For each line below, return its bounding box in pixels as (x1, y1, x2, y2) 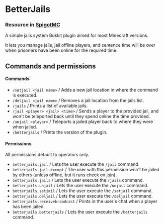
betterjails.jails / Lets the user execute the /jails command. (12, 177, 144, 183)
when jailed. (12, 124, 37, 130)
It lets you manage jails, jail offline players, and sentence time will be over (5, 42, 156, 48)
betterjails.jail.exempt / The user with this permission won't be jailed (12, 167, 160, 173)
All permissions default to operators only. (5, 152, 89, 158)
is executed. (12, 92, 38, 98)
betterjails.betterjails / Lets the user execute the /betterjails (12, 209, 148, 215)
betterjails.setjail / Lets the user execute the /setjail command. (12, 188, 153, 194)
